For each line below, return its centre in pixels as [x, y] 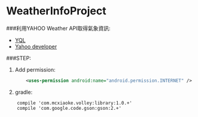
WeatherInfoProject [56, 11]
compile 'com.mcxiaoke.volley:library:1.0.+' [75, 103]
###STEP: [19, 58]
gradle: [24, 92]
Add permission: [35, 69]
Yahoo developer [36, 47]
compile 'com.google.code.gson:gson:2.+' [69, 108]
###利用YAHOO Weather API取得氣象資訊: [58, 28]
